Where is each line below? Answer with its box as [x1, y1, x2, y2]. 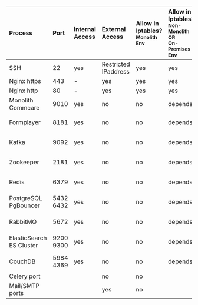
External [101, 25, 126, 33]
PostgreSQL [9, 194, 42, 202]
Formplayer [9, 118, 41, 126]
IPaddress [101, 68, 130, 75]
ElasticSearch [9, 234, 47, 242]
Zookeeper [9, 158, 39, 166]
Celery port [9, 272, 41, 280]
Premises [167, 46, 191, 52]
